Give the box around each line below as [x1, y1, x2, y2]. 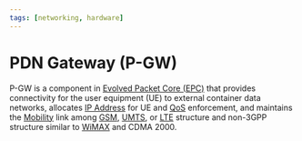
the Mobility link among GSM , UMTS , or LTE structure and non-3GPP [9, 111, 267, 123]
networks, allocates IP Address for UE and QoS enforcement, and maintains [9, 102, 293, 113]
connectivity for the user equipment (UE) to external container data [9, 92, 261, 103]
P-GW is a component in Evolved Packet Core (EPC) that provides [9, 83, 257, 94]
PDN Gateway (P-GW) [9, 52, 177, 73]
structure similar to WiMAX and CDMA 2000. [9, 121, 177, 132]
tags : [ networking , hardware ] [9, 13, 125, 23]
